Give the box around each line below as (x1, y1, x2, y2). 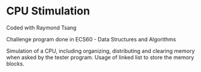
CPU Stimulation (6, 4, 91, 18)
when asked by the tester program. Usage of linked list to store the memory (6, 53, 194, 61)
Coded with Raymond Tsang (6, 24, 77, 31)
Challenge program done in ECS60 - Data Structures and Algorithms (6, 35, 176, 43)
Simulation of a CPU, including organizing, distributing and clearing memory (6, 47, 195, 55)
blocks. (6, 60, 25, 67)
